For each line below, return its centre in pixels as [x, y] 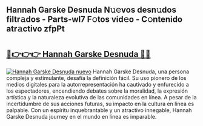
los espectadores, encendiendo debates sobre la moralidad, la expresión [97, 91]
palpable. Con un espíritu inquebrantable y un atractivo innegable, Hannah [99, 110]
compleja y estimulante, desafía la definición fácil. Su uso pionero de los [96, 78]
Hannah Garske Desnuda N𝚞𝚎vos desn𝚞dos [92, 10]
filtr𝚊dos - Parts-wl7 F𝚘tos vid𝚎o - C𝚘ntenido [95, 20]
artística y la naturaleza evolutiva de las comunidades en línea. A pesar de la [101, 97]
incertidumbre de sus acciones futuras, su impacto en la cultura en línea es [100, 104]
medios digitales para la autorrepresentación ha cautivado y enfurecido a [98, 85]
